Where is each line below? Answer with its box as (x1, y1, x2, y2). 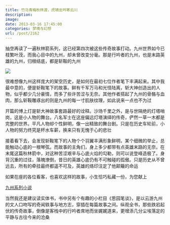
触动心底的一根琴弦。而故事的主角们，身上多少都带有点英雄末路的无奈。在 (9, 144, 165, 150)
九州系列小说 (5, 185, 32, 190)
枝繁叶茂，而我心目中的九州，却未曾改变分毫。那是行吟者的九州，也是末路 (5, 52, 160, 58)
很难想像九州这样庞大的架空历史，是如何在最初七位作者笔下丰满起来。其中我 (5, 78, 165, 84)
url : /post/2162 (5, 31, 39, 36)
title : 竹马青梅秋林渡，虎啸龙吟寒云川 (5, 7, 78, 13)
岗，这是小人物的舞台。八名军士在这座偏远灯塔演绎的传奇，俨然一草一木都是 (5, 114, 165, 120)
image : (5, 17, 19, 22)
